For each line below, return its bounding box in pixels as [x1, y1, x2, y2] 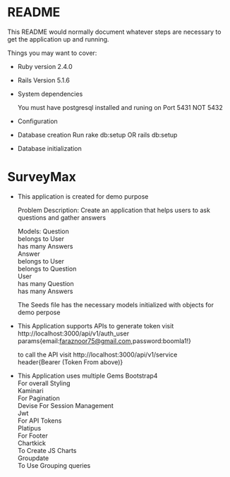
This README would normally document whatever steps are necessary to [7, 27, 222, 36]
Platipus [17, 423, 42, 432]
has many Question [17, 279, 74, 287]
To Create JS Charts [17, 446, 77, 454]
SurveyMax [7, 169, 76, 185]
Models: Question [17, 227, 69, 235]
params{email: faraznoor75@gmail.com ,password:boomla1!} [17, 336, 192, 345]
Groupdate [17, 454, 49, 462]
